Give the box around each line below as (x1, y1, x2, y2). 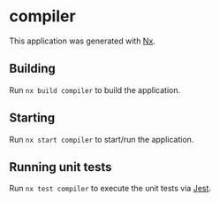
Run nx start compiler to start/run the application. (9, 134, 194, 144)
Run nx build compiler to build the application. (9, 84, 181, 95)
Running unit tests (9, 159, 112, 175)
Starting (9, 111, 56, 126)
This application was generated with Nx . (9, 35, 156, 46)
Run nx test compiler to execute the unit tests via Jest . (9, 183, 212, 194)
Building (9, 61, 56, 76)
